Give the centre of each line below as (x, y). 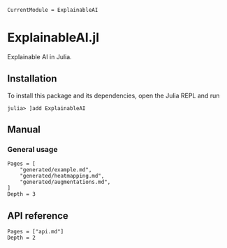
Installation (32, 79)
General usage (32, 150)
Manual (24, 130)
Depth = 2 (22, 238)
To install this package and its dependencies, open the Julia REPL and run (113, 95)
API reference (38, 216)
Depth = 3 (22, 194)
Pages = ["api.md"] (36, 232)
